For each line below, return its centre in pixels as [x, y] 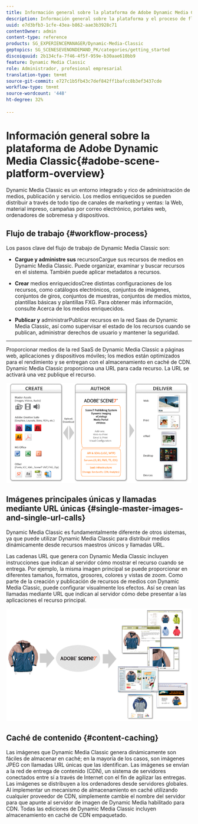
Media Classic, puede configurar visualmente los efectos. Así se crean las [96, 587]
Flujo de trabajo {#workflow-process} [77, 234]
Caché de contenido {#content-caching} [82, 738]
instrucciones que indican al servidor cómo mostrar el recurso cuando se [95, 562]
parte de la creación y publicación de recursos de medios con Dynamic [93, 581]
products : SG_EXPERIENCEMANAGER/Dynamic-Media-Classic [75, 44]
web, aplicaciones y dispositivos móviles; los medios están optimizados [93, 356]
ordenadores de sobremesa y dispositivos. [58, 215]
